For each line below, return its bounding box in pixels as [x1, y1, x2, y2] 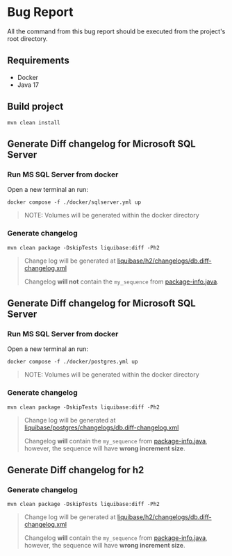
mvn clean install [7, 119, 60, 126]
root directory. [7, 34, 49, 42]
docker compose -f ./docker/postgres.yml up [7, 359, 138, 366]
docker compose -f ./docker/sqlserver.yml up [7, 199, 141, 206]
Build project [7, 101, 64, 113]
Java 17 [17, 81, 40, 89]
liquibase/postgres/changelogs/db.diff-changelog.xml [24, 423, 179, 432]
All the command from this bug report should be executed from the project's [7, 27, 226, 35]
